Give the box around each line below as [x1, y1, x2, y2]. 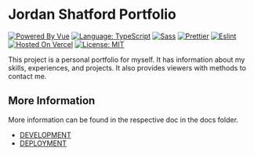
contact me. [8, 71, 47, 81]
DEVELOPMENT [19, 130, 72, 139]
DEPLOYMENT [19, 139, 67, 148]
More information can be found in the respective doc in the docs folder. [8, 115, 239, 124]
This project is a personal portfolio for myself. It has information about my [8, 55, 245, 64]
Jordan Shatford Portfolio [8, 5, 176, 23]
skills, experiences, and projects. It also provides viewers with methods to [8, 63, 247, 72]
